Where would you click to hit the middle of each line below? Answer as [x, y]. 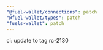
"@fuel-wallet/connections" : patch [52, 12]
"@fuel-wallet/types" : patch [44, 18]
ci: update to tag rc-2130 [37, 41]
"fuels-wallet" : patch [35, 23]
